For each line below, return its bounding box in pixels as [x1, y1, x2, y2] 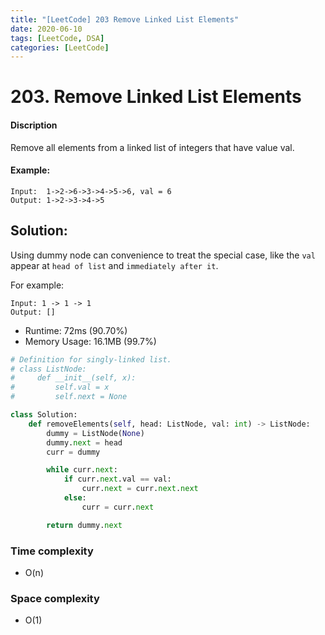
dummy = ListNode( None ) [46, 428, 145, 438]
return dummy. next [46, 520, 123, 530]
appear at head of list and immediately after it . [10, 259, 219, 271]
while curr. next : [46, 465, 118, 475]
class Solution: [10, 410, 78, 420]
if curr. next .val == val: [63, 474, 172, 485]
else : [63, 493, 87, 503]
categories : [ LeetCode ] [10, 42, 110, 53]
